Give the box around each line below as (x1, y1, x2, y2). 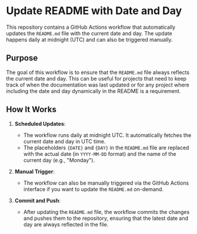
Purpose (6, 53, 38, 63)
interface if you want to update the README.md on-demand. (23, 185, 163, 192)
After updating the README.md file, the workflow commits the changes (23, 208, 190, 215)
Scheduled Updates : (14, 120, 66, 127)
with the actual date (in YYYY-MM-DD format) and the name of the (23, 150, 176, 157)
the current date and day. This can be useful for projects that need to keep (6, 75, 187, 82)
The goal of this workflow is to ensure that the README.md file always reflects (6, 69, 190, 76)
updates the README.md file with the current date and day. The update (6, 29, 172, 36)
